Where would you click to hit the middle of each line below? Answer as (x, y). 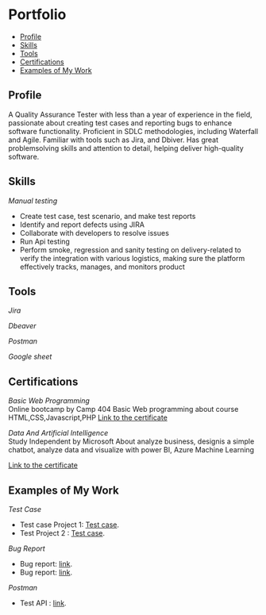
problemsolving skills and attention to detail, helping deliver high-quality (126, 148)
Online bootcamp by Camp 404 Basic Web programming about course (123, 409)
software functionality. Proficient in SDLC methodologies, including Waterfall (133, 131)
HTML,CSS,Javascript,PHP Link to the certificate (88, 417)
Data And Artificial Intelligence (58, 433)
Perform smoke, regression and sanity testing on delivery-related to (130, 250)
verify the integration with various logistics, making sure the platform (132, 258)
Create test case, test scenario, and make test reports (108, 216)
